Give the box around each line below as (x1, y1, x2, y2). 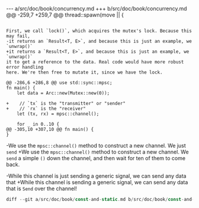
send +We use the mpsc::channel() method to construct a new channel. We (6, 148, 189, 155)
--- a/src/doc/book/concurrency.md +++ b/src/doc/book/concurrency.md (6, 5, 188, 12)
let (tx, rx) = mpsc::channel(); (17, 111, 99, 117)
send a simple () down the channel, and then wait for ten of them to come (6, 155, 185, 162)
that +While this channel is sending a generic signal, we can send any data (6, 179, 188, 185)
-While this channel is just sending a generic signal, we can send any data (6, 172, 187, 180)
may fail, (6, 33, 31, 39)
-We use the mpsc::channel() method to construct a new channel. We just (6, 142, 187, 149)
